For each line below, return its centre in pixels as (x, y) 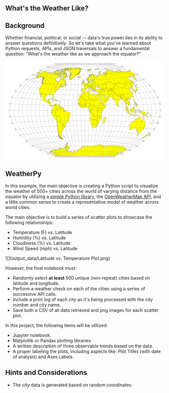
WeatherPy (24, 173)
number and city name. (37, 305)
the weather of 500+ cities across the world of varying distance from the (81, 191)
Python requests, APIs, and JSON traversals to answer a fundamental (78, 49)
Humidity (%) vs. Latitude (39, 238)
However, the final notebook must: (41, 268)
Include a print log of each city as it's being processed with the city (83, 300)
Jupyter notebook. (32, 335)
